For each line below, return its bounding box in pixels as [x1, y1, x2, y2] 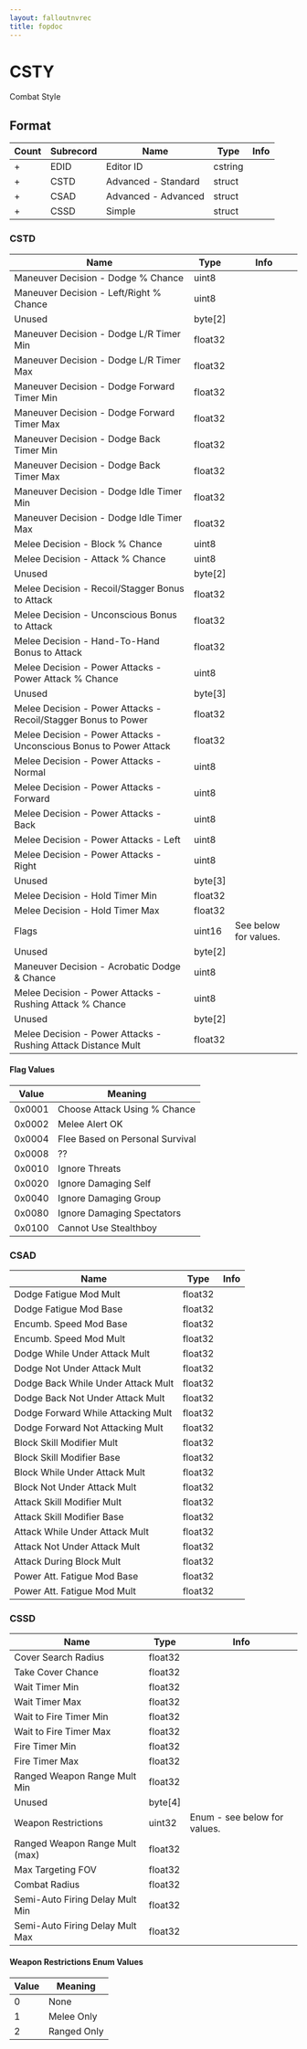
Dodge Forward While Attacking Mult [14, 1407, 173, 1420]
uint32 [148, 1817, 177, 1830]
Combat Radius [14, 1878, 80, 1891]
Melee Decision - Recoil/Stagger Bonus [14, 582, 185, 595]
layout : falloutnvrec [9, 13, 92, 23]
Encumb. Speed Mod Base [14, 1317, 128, 1330]
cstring [213, 161, 244, 174]
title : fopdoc [9, 22, 64, 31]
